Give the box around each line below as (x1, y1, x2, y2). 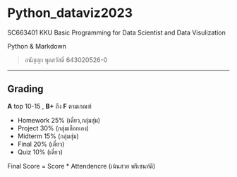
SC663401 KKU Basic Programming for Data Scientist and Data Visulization (7, 28, 226, 37)
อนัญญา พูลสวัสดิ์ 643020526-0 (24, 55, 108, 64)
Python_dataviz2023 (7, 5, 133, 21)
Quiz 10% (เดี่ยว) (17, 147, 63, 156)
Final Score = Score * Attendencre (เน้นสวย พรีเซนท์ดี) (7, 161, 156, 170)
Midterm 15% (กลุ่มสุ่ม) (17, 132, 79, 140)
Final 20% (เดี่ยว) (17, 140, 65, 148)
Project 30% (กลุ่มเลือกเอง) (17, 123, 90, 132)
